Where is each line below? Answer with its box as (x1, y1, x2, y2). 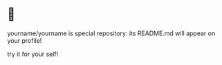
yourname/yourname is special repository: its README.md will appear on (7, 29, 216, 37)
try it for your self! (7, 50, 59, 58)
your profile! (7, 36, 42, 44)
